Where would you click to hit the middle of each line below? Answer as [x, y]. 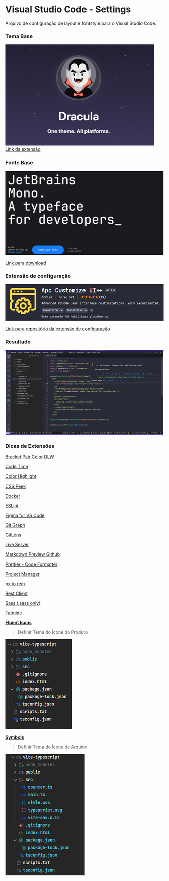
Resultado [18, 342]
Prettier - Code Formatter [31, 564]
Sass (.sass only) [23, 603]
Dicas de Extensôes [30, 446]
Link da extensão [23, 149]
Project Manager [23, 574]
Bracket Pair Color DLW [30, 457]
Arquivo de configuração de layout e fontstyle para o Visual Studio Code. [81, 23]
